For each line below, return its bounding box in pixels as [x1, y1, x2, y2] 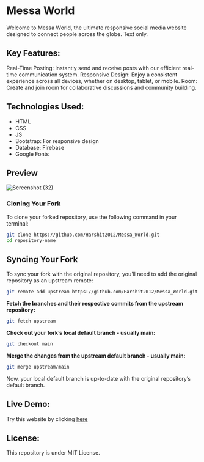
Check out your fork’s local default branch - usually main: [6, 329, 156, 336]
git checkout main [6, 340, 53, 347]
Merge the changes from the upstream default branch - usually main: [6, 352, 186, 359]
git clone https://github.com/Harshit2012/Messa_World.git [6, 232, 160, 238]
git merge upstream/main [6, 364, 70, 370]
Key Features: [6, 48, 60, 59]
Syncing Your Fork [6, 254, 78, 265]
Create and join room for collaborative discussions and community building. [6, 84, 197, 91]
